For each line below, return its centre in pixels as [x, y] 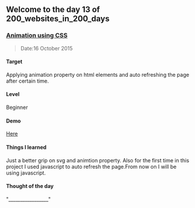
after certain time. [28, 81]
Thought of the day [30, 186]
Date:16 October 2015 [47, 48]
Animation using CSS [37, 36]
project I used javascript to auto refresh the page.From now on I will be [91, 166]
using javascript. [26, 173]
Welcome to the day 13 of [53, 10]
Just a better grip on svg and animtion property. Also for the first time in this [97, 160]
